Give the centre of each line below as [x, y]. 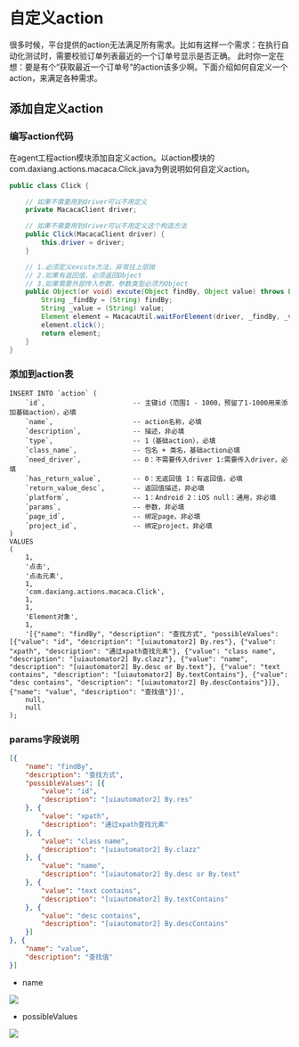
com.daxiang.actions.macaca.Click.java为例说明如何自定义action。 [132, 168]
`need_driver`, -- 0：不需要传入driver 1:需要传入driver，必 [157, 460]
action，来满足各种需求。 [56, 78]
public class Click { [49, 185]
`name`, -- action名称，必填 [113, 421]
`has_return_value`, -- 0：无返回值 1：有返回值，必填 [134, 479]
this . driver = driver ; [83, 242]
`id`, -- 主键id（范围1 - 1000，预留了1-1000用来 [154, 403]
